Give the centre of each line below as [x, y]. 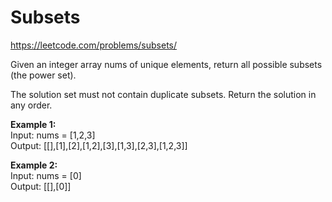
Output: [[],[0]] [41, 186]
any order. [31, 105]
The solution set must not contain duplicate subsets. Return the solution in [163, 94]
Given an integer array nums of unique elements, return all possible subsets [166, 64]
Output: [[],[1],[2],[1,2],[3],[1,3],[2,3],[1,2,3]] [99, 145]
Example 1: [33, 124]
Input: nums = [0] [46, 175]
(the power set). [43, 75]
